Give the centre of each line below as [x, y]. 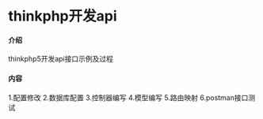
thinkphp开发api [63, 16]
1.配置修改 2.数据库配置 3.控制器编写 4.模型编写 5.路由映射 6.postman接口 [128, 97]
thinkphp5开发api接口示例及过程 [61, 59]
